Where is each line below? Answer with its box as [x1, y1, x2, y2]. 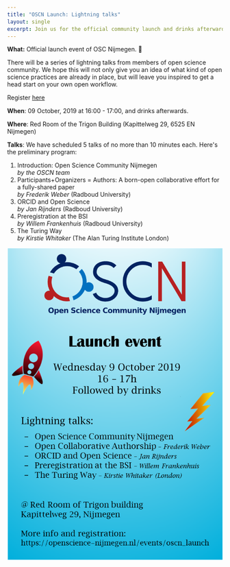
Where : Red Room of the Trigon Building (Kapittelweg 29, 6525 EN [7, 120, 195, 128]
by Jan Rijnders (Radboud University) [16, 205, 123, 213]
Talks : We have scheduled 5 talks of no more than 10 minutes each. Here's [7, 141, 218, 149]
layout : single [7, 18, 51, 25]
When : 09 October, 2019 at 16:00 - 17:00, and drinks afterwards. [7, 107, 189, 115]
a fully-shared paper [16, 183, 75, 191]
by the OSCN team [16, 169, 71, 177]
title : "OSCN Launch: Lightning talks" [7, 11, 121, 18]
